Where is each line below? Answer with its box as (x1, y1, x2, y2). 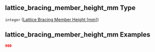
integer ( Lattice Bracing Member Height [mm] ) (5, 16, 99, 22)
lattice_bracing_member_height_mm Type (5, 4, 136, 12)
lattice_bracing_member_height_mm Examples (5, 31, 151, 39)
